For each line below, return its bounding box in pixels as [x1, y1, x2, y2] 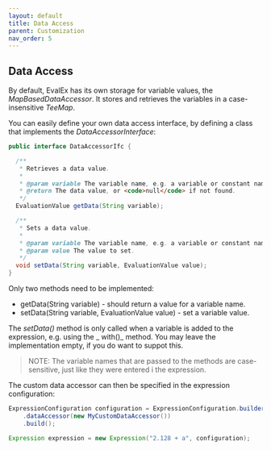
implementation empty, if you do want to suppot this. [8, 340, 184, 351]
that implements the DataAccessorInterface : [8, 127, 156, 137]
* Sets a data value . [19, 223, 92, 232]
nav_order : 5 [8, 34, 52, 43]
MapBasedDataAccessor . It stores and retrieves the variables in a [8, 94, 227, 104]
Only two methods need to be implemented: [8, 284, 155, 294]
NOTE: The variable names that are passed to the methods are [27, 356, 236, 366]
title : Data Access [8, 19, 74, 27]
